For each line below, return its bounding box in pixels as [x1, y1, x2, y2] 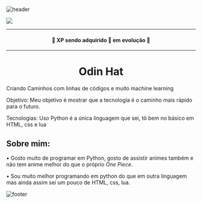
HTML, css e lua [6, 121, 47, 128]
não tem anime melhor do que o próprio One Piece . [6, 160, 133, 168]
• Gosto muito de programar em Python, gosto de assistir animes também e [6, 154, 194, 161]
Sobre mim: [6, 139, 50, 149]
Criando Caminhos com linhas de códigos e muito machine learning [6, 85, 174, 92]
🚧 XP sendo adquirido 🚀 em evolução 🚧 [52, 36, 150, 43]
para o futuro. [6, 103, 40, 110]
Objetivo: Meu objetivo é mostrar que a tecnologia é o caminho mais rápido [6, 96, 192, 104]
